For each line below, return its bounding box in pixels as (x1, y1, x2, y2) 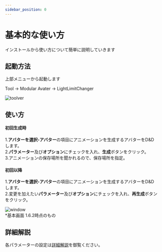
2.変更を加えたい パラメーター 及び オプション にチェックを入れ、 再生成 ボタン (5, 191, 158, 197)
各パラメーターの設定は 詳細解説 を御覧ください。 (5, 242, 103, 248)
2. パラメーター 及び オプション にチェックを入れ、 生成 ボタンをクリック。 (5, 149, 149, 155)
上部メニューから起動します (5, 76, 61, 82)
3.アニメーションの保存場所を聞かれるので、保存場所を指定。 (5, 155, 128, 161)
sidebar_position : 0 (5, 7, 47, 12)
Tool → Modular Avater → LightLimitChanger (5, 86, 94, 91)
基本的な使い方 (5, 30, 65, 40)
